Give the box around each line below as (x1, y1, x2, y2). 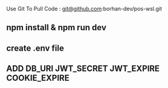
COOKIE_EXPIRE (6, 73, 69, 83)
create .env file (6, 43, 65, 53)
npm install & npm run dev (6, 22, 107, 33)
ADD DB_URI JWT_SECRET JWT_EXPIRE (6, 63, 160, 74)
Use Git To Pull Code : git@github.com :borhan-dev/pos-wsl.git (6, 5, 162, 12)
